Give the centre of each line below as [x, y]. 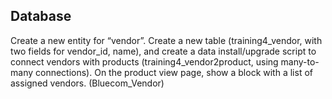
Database [41, 16]
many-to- [300, 61]
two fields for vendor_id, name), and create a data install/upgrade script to [163, 51]
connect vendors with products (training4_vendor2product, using [144, 61]
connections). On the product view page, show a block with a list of [173, 72]
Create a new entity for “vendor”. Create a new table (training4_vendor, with [166, 40]
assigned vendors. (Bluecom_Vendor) [87, 83]
